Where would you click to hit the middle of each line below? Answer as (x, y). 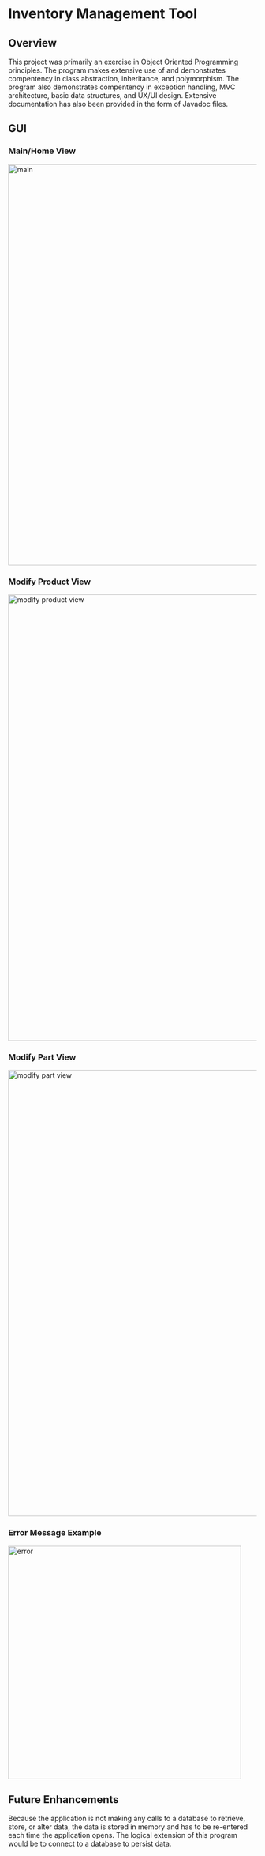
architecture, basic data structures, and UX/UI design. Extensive (112, 95)
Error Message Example (55, 1533)
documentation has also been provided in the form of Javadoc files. (118, 104)
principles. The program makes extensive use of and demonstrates (117, 70)
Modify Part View (42, 1057)
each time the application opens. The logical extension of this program (123, 1835)
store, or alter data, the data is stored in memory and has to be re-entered (128, 1827)
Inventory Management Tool (103, 14)
